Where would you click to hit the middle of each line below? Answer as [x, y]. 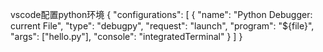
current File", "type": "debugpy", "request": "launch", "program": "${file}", [162, 26]
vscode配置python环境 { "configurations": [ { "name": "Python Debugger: [161, 14]
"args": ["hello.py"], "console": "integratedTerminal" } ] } [126, 36]
